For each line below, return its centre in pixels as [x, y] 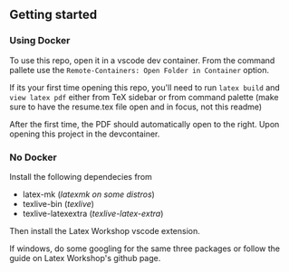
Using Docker [40, 41]
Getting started [53, 15]
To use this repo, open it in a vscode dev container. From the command [142, 60]
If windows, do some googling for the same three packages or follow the [145, 249]
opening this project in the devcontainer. [85, 134]
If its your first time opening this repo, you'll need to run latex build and [145, 87]
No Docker [33, 157]
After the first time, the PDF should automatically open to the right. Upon [144, 124]
